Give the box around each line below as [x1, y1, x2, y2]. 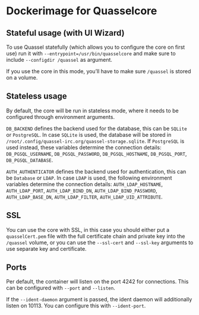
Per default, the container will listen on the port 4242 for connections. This [6, 278, 189, 285]
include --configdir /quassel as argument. [6, 56, 113, 63]
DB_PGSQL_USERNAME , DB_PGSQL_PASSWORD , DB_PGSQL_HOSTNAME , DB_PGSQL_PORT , [6, 150, 187, 157]
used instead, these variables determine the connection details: [6, 144, 162, 151]
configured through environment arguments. [6, 113, 115, 120]
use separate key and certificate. [6, 245, 87, 252]
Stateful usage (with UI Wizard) [6, 28, 125, 38]
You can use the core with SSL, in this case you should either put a [6, 226, 170, 233]
